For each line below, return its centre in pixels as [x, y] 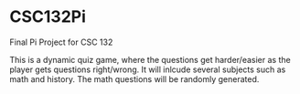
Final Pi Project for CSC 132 [61, 42]
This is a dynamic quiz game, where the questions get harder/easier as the [150, 59]
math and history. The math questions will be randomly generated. [134, 78]
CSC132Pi [48, 17]
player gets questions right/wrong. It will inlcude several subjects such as [148, 69]
